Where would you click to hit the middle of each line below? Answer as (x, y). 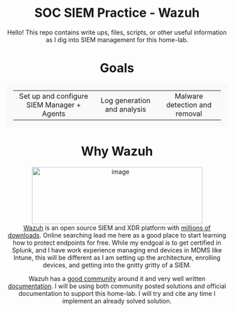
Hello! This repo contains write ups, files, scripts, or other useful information (117, 32)
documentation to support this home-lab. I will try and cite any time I (117, 293)
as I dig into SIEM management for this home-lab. (117, 39)
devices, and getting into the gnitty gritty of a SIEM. (117, 265)
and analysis (125, 109)
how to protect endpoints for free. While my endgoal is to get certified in (117, 243)
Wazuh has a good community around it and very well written (117, 278)
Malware (189, 96)
